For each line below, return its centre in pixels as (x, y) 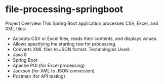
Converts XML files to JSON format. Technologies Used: (71, 49)
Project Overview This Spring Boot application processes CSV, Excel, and (82, 23)
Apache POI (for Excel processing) (49, 65)
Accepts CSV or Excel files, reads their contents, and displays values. (85, 38)
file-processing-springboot (64, 9)
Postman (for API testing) (39, 76)
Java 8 (19, 55)
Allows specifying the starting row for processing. (65, 44)
